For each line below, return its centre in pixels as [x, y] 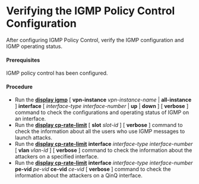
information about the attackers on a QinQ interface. [78, 176]
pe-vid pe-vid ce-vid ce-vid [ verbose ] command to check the [93, 169]
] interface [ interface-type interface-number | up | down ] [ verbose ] [102, 106]
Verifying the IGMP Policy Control [91, 11]
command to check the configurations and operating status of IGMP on [102, 112]
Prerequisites [23, 60]
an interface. [30, 119]
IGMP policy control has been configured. [57, 73]
